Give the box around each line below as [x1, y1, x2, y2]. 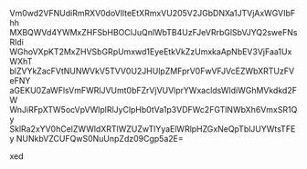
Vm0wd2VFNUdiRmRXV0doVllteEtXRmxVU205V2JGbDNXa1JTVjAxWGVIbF [9, 8, 296, 18]
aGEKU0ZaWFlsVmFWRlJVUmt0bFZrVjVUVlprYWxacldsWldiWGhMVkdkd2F [9, 85, 297, 95]
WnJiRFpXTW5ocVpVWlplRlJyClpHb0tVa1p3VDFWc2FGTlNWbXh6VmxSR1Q [9, 104, 298, 114]
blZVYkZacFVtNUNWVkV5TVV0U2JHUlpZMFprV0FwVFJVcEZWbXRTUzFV [9, 65, 295, 76]
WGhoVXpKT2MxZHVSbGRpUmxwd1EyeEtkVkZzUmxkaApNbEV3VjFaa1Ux [9, 46, 292, 57]
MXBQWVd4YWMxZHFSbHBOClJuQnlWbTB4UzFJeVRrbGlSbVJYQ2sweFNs [9, 27, 298, 37]
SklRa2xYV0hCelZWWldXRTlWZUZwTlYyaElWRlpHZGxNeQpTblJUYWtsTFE [9, 124, 296, 134]
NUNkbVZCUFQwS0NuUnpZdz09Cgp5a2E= [16, 134, 185, 144]
